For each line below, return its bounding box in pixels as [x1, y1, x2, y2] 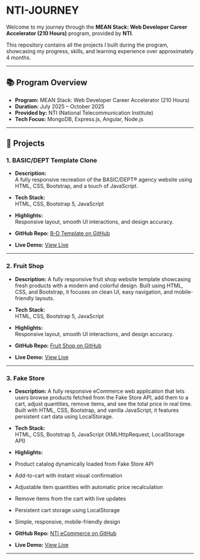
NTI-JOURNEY [6, 4, 79, 17]
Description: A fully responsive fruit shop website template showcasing [14, 275, 191, 282]
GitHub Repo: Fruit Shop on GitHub [14, 341, 102, 349]
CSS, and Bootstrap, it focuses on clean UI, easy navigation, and [14, 288, 173, 296]
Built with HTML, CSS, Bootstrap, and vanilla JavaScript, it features [14, 407, 179, 414]
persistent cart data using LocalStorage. [14, 413, 114, 420]
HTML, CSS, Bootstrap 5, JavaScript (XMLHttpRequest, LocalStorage [14, 431, 185, 438]
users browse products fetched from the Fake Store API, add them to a [14, 394, 189, 401]
